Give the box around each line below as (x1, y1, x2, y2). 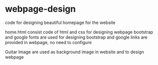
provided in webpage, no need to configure (5, 39, 92, 45)
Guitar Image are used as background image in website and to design (5, 49, 144, 55)
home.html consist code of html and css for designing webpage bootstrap (5, 29, 153, 35)
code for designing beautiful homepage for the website (5, 20, 116, 25)
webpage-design (5, 3, 76, 15)
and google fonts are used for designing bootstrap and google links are (5, 34, 148, 40)
